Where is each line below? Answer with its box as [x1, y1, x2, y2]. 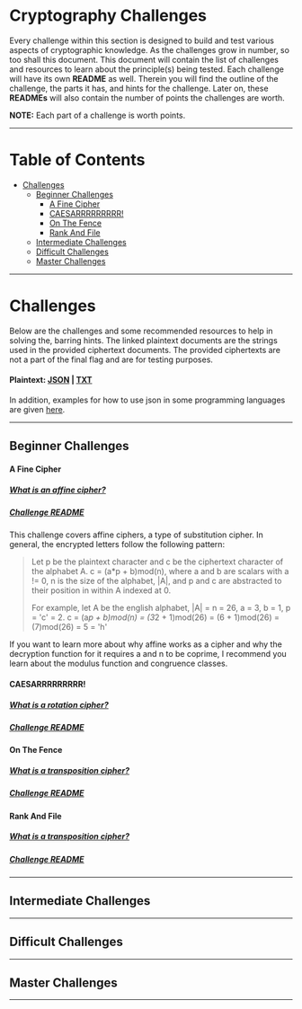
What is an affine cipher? [9, 484, 106, 495]
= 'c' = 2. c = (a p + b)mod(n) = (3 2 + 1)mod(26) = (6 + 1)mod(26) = [31, 612, 280, 623]
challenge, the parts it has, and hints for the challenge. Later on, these [9, 83, 269, 93]
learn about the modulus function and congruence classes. [9, 658, 228, 669]
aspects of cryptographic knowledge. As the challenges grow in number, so [9, 44, 290, 55]
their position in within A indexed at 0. [31, 585, 172, 596]
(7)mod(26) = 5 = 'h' [31, 622, 108, 633]
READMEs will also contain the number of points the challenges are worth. [9, 92, 285, 103]
